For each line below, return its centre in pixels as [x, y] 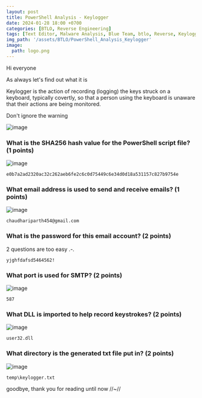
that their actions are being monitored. [54, 104]
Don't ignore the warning [37, 115]
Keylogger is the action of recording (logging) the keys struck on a [88, 91]
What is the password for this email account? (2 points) [89, 236]
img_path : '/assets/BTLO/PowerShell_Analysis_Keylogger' [79, 40]
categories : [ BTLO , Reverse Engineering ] [59, 29]
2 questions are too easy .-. [40, 249]
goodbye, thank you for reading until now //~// [64, 388]
